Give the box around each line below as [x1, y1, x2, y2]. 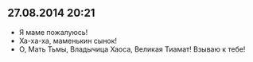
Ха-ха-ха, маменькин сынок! [18, 36, 117, 45]
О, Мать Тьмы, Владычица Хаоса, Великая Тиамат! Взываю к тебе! [18, 44, 246, 54]
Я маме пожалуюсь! [18, 27, 88, 37]
